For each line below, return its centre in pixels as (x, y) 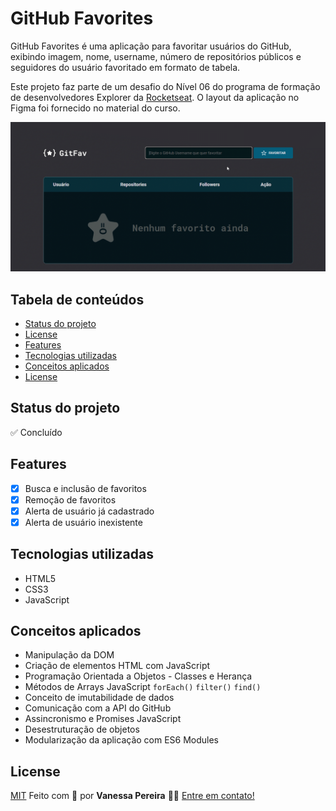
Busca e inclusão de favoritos (85, 488)
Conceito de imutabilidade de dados (99, 698)
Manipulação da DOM (69, 655)
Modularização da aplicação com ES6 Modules (122, 740)
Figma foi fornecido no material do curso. (95, 108)
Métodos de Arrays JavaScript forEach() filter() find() (143, 687)
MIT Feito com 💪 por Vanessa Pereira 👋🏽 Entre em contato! (132, 796)
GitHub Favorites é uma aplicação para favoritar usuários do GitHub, (151, 46)
